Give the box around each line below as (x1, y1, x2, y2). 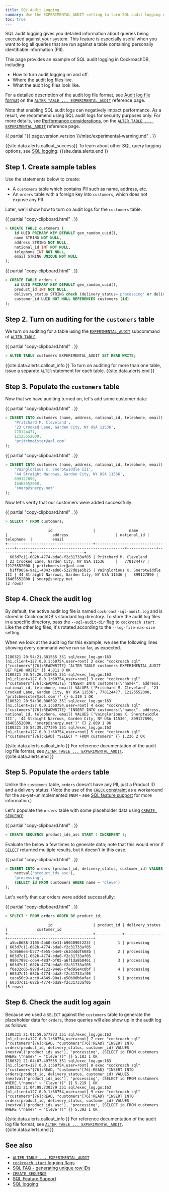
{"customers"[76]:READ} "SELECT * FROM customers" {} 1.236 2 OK (5, 734, 145, 739)
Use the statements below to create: (5, 176, 80, 182)
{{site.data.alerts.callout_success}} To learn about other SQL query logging (5, 143, 161, 149)
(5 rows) (5, 984, 24, 989)
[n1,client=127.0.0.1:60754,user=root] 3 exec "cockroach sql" (5, 676, 141, 681)
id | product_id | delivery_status (48, 922, 161, 928)
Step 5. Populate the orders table (5, 768, 110, 777)
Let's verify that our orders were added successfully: (5, 893, 115, 900)
